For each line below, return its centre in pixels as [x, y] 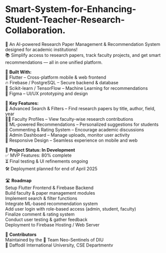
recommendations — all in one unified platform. [54, 62]
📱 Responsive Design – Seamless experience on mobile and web [72, 140]
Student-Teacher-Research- [65, 20]
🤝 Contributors [21, 234]
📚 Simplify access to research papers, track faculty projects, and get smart [83, 55]
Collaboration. [35, 30]
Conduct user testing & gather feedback [46, 219]
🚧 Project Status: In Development [40, 150]
